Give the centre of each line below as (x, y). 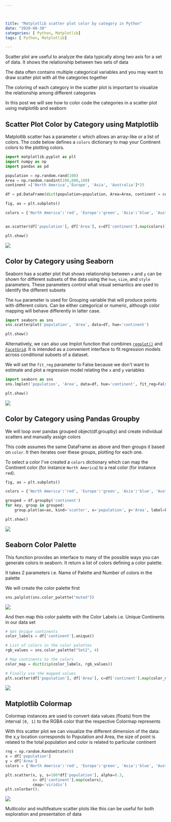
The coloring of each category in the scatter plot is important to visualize (82, 87)
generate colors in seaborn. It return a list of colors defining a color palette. (84, 563)
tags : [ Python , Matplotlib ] (36, 38)
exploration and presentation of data (44, 814)
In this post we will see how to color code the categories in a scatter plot (81, 103)
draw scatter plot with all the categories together (56, 78)
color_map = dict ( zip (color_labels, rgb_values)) (59, 664)
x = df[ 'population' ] (28, 757)
